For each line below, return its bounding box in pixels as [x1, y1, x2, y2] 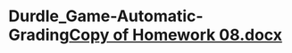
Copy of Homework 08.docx [69, 25, 283, 45]
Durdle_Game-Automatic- [8, 6, 204, 26]
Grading [8, 25, 70, 45]
